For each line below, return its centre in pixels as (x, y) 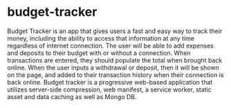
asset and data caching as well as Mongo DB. (72, 96)
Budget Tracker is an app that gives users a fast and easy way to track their (115, 31)
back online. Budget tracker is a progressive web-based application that (110, 82)
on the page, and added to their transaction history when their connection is (115, 75)
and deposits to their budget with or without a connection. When (99, 53)
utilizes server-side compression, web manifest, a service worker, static (110, 89)
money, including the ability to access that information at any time (101, 38)
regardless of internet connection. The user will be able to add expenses (111, 45)
